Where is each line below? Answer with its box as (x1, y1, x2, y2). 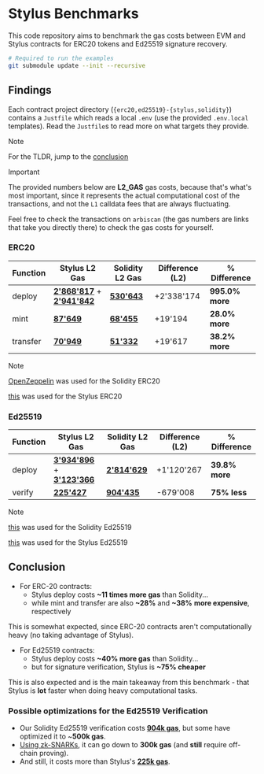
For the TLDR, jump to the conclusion (8, 151, 129, 161)
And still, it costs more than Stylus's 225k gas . (19, 757, 170, 766)
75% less (211, 487, 247, 498)
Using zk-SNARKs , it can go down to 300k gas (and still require (19, 740, 227, 750)
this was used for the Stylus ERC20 (8, 391, 123, 401)
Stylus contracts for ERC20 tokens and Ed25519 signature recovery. (8, 39, 228, 48)
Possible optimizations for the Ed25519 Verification (8, 705, 208, 717)
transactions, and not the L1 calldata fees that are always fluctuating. (8, 198, 231, 209)
